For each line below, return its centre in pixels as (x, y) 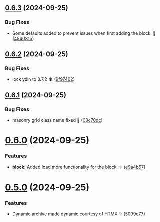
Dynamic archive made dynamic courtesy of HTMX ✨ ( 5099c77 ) (79, 214)
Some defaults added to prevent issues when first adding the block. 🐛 (84, 33)
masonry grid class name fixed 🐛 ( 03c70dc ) (57, 120)
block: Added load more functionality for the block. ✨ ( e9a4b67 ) (79, 167)
